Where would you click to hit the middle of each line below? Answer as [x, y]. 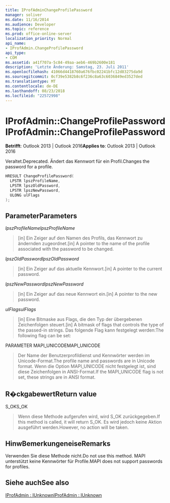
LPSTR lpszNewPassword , [35, 190]
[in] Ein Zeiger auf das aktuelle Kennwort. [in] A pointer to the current [90, 269]
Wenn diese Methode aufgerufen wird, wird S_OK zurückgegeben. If [89, 417]
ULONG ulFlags [25, 195]
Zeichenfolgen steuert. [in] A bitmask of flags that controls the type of [91, 325]
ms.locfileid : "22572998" [33, 96]
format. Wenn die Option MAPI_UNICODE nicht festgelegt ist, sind [87, 366]
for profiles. [17, 467]
